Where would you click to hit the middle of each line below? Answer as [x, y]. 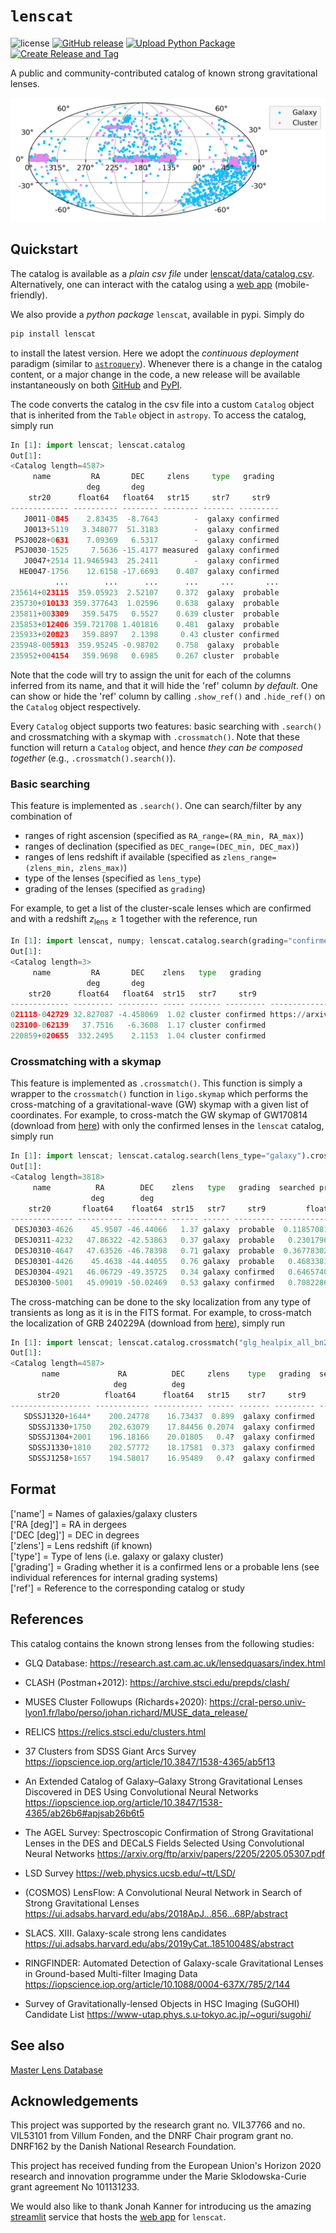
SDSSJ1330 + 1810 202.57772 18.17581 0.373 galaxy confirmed [171, 1448]
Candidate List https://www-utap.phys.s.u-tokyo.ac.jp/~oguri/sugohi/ [168, 2014]
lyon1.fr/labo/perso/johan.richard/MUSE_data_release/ [136, 1712]
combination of [41, 816]
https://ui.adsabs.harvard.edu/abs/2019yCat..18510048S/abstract [159, 1943]
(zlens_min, [49, 869]
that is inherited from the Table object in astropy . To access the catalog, [158, 415]
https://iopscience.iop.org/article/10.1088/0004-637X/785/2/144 [157, 1984]
